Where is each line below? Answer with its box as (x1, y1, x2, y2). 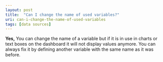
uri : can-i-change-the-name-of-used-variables (5, 17, 106, 22)
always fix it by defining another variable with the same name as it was (5, 46, 154, 52)
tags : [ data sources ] (5, 21, 51, 27)
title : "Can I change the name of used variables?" (5, 12, 120, 17)
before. (5, 52, 21, 58)
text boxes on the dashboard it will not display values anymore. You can (5, 41, 156, 47)
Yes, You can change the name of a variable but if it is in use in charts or (5, 36, 158, 42)
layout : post (5, 7, 33, 13)
